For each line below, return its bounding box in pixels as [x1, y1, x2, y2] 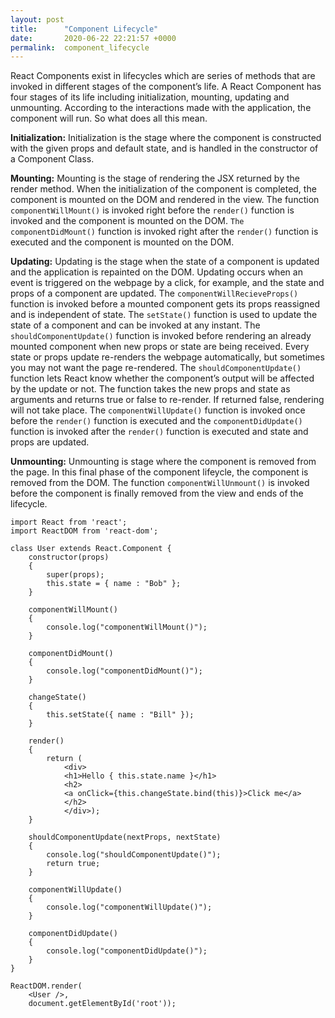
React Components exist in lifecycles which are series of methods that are [10, 70, 316, 82]
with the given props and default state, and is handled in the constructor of [10, 142, 319, 155]
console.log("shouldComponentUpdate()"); [46, 850, 222, 860]
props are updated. [10, 436, 90, 448]
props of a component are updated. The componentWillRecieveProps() [10, 287, 299, 300]
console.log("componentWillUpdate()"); [46, 902, 213, 913]
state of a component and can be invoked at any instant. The [10, 319, 261, 331]
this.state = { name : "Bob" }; [46, 579, 182, 589]
